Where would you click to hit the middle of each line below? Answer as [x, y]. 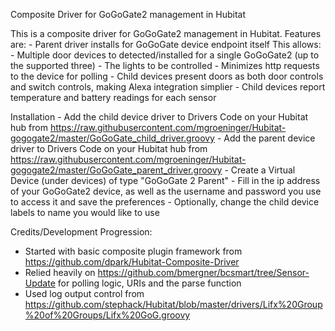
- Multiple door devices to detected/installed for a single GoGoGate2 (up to [165, 55]
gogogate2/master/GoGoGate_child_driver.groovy [112, 138]
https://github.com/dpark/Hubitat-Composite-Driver [132, 262]
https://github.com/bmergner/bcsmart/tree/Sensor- [203, 272]
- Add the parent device [266, 138]
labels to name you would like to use [85, 212]
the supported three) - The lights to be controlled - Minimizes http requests [165, 65]
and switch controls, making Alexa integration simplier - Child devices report [168, 87]
